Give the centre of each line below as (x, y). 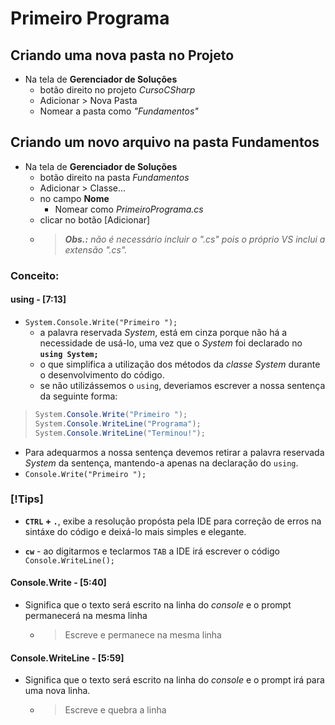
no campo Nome (74, 198)
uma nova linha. (57, 691)
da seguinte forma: (78, 396)
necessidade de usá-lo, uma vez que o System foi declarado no (171, 343)
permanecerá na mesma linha (86, 616)
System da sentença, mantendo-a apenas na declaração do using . (161, 463)
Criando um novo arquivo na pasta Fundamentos (165, 142)
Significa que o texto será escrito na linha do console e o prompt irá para (174, 680)
